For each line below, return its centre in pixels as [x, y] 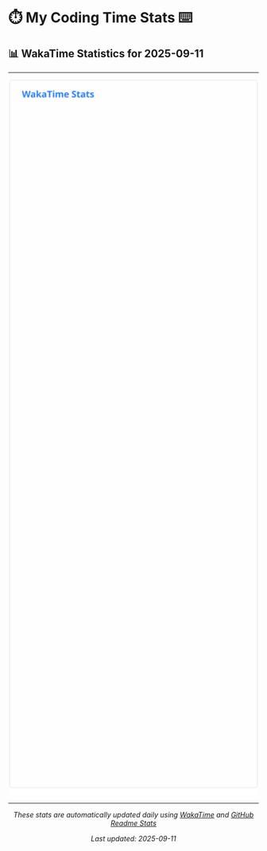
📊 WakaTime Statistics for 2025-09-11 [106, 54]
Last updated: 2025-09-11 [133, 839]
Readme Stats [133, 823]
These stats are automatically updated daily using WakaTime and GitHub [133, 815]
